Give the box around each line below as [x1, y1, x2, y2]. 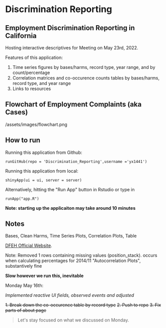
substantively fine [5, 263, 42, 269]
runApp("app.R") [5, 196, 39, 201]
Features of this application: [5, 54, 63, 60]
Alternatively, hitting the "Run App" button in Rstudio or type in [5, 186, 135, 192]
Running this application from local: [5, 168, 78, 174]
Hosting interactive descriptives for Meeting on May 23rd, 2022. [5, 45, 138, 51]
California [5, 31, 37, 40]
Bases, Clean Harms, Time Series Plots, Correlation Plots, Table [5, 233, 137, 239]
